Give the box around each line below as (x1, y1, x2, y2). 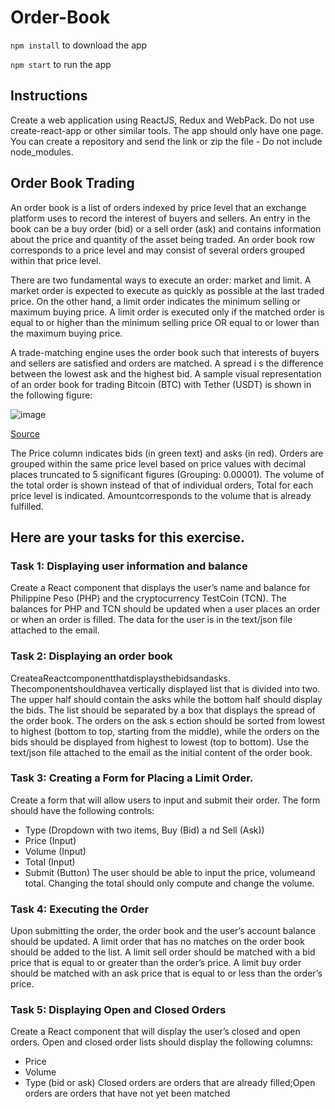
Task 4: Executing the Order (10, 902, 150, 916)
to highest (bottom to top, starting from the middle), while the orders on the (10, 725, 320, 737)
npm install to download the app (10, 39, 148, 51)
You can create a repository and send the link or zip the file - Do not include (10, 135, 323, 147)
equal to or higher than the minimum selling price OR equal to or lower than (10, 316, 320, 328)
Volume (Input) (24, 845, 87, 857)
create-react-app (10, 124, 82, 136)
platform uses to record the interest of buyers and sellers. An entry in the (10, 212, 311, 224)
